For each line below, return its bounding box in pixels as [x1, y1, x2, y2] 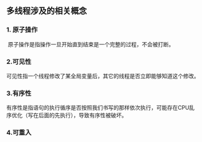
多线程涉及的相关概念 [6, 5, 87, 16]
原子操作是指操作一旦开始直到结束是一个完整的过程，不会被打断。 [7, 40, 174, 48]
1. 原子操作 [6, 26, 38, 34]
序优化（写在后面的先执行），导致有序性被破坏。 [6, 112, 127, 119]
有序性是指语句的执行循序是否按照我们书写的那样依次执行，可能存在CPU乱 [6, 104, 195, 112]
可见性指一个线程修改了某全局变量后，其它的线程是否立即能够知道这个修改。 [6, 72, 200, 79]
